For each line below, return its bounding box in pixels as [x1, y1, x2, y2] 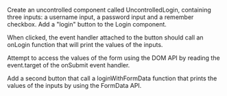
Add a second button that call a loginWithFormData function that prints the [7, 74, 217, 82]
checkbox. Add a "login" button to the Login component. [7, 20, 167, 28]
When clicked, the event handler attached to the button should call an [7, 33, 204, 42]
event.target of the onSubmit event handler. [7, 61, 130, 69]
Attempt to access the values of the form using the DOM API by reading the [7, 54, 221, 62]
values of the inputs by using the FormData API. [7, 82, 142, 89]
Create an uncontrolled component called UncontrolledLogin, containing [7, 6, 211, 14]
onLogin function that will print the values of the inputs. [7, 41, 163, 48]
